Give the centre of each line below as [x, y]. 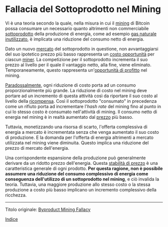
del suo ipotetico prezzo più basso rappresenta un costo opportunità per [80, 54]
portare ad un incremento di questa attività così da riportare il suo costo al [81, 96]
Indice [12, 219]
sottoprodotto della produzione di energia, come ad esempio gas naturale [81, 34]
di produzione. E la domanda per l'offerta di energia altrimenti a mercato [79, 137]
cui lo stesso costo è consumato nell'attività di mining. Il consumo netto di [81, 112]
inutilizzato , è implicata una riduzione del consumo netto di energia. [75, 39]
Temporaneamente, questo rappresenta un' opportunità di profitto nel [76, 70]
